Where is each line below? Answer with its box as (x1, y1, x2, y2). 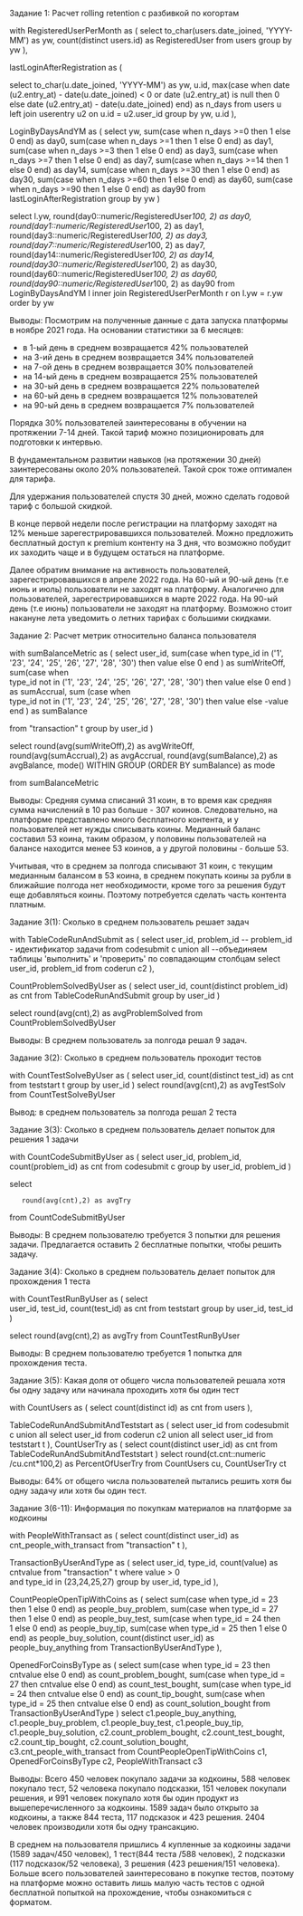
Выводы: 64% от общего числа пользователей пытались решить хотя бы (9, 1476, 292, 1486)
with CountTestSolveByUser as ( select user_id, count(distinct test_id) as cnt (9, 1070, 294, 1080)
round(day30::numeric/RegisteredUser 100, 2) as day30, (9, 259, 218, 270)
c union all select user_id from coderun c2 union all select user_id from (9, 1430, 274, 1440)
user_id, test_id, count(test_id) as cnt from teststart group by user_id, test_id (9, 1303, 294, 1314)
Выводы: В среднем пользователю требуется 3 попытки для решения (9, 1230, 280, 1240)
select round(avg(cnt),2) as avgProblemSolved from (9, 1008, 204, 1018)
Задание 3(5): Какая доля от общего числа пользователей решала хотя (9, 1375, 286, 1385)
